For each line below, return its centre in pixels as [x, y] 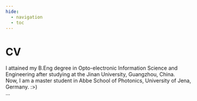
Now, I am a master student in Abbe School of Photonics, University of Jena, [98, 81]
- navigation [27, 17]
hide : [12, 12]
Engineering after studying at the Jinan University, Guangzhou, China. [90, 74]
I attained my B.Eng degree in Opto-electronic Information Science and [92, 68]
